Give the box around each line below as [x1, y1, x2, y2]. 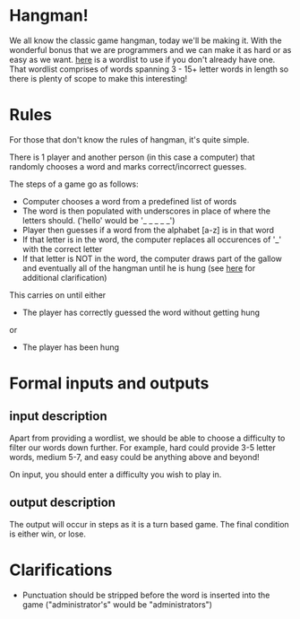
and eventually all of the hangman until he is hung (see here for [21, 262, 256, 274]
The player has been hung [21, 342, 119, 353]
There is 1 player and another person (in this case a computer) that [9, 152, 255, 162]
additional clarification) [21, 272, 107, 283]
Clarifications [9, 560, 113, 580]
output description [9, 495, 116, 510]
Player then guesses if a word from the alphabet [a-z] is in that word [21, 224, 275, 235]
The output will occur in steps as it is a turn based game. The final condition [9, 519, 289, 529]
